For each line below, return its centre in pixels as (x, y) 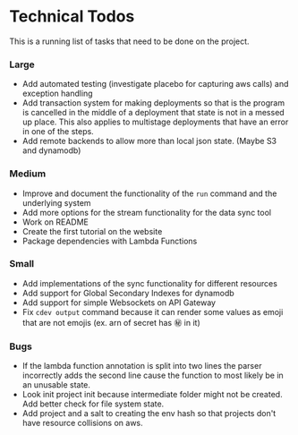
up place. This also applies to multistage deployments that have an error (155, 122)
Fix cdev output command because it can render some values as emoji (153, 311)
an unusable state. (56, 385)
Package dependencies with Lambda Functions (110, 241)
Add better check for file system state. (93, 404)
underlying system (56, 202)
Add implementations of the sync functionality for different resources (149, 283)
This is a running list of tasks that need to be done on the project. (129, 41)
